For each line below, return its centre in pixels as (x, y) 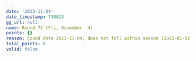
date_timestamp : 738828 (35, 17)
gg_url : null (22, 22)
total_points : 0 (26, 44)
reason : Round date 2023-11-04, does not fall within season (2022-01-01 (98, 38)
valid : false (22, 49)
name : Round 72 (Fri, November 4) (50, 28)
